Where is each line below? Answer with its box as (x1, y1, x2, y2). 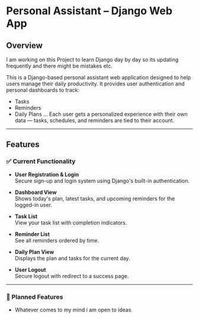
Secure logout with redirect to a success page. (14, 272, 129, 279)
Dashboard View (14, 189, 57, 196)
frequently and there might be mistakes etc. (6, 62, 113, 69)
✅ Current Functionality (6, 157, 76, 165)
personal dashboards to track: (6, 87, 80, 93)
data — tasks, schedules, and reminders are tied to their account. (14, 117, 175, 124)
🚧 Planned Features (6, 292, 63, 301)
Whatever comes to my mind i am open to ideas (14, 306, 131, 313)
